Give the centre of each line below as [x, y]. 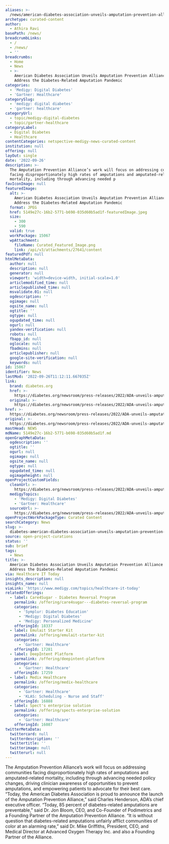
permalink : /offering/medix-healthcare [56, 682]
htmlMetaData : [20, 259]
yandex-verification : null [38, 330]
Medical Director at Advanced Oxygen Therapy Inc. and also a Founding [80, 831]
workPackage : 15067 [30, 236]
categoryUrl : [19, 114]
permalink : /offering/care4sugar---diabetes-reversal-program [81, 602]
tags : [11, 551]
